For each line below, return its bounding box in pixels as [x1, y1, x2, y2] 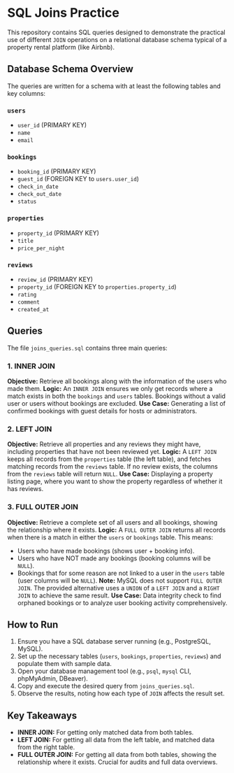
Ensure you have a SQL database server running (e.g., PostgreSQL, [17, 637, 211, 646]
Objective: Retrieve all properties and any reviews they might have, [7, 440, 201, 448]
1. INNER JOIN [7, 361, 56, 371]
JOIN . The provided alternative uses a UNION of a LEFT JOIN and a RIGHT [17, 583, 220, 592]
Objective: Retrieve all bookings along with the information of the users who [7, 377, 227, 385]
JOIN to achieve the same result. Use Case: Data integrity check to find [17, 591, 221, 600]
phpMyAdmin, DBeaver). [17, 674, 89, 683]
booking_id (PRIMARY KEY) [17, 167, 96, 176]
